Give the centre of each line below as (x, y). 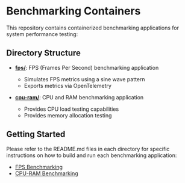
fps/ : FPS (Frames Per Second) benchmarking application (87, 67)
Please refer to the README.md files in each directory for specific (88, 149)
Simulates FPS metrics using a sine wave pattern (85, 79)
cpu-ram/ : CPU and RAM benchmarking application (79, 97)
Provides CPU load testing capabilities (71, 109)
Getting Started (36, 135)
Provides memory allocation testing (68, 115)
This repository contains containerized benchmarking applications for (93, 28)
